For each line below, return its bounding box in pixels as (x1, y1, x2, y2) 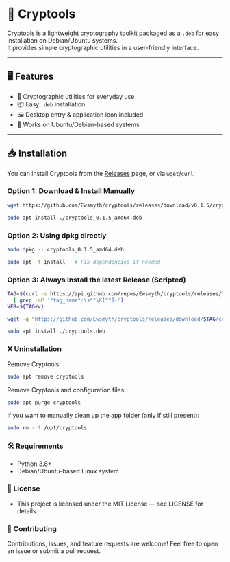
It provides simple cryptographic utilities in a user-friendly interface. (7, 43, 199, 52)
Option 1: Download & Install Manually (7, 186, 136, 196)
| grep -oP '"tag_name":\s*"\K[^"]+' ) (13, 297, 125, 304)
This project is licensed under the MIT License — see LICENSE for (16, 499, 204, 508)
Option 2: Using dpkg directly (7, 230, 107, 240)
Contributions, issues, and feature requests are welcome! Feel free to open (7, 539, 218, 548)
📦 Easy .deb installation (16, 100, 86, 109)
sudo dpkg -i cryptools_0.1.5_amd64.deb (7, 246, 125, 253)
